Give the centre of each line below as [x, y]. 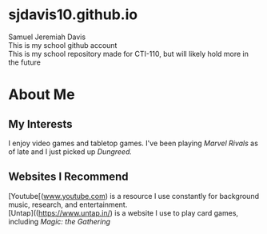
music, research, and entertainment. [68, 204]
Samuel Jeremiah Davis [47, 37]
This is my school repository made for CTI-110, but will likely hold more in [129, 54]
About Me [42, 95]
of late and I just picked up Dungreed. [70, 151]
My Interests [40, 124]
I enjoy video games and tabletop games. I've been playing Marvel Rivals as [133, 143]
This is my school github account [63, 45]
